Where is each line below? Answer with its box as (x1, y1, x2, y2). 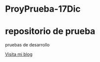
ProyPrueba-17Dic (5, 3, 81, 15)
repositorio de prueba (5, 26, 96, 37)
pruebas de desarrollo (5, 42, 50, 48)
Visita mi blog (5, 51, 33, 57)
